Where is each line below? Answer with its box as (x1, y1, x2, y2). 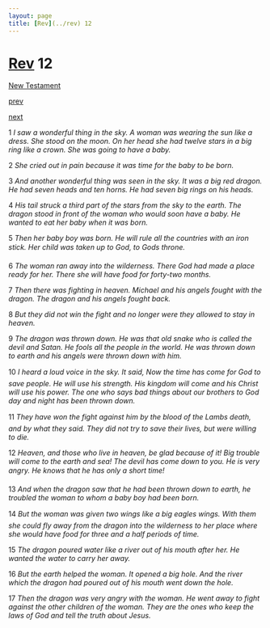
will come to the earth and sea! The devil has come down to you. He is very (8, 457, 260, 466)
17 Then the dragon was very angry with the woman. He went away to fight (8, 593, 260, 603)
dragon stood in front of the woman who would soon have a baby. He (8, 209, 241, 219)
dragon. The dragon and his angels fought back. (8, 294, 171, 304)
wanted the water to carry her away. (8, 554, 131, 563)
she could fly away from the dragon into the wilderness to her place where (8, 521, 258, 530)
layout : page (8, 11, 53, 20)
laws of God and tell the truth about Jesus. (8, 611, 151, 621)
